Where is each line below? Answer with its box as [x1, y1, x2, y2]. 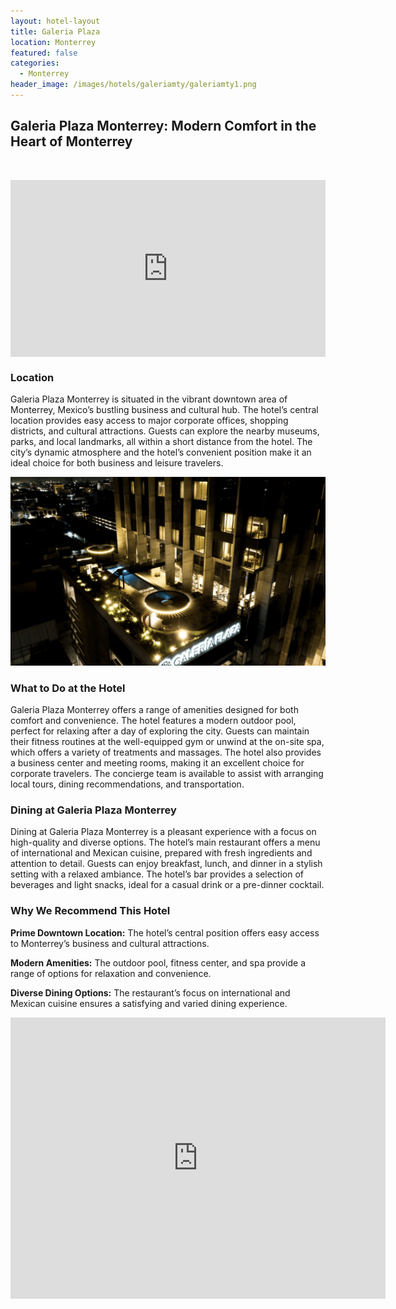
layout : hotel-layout [10, 16, 101, 26]
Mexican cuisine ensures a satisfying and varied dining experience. [10, 997, 288, 1009]
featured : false [10, 48, 78, 58]
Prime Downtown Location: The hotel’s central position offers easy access [10, 926, 320, 939]
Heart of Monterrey [10, 133, 133, 150]
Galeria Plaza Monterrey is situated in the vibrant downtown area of [10, 393, 288, 405]
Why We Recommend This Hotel [10, 904, 171, 918]
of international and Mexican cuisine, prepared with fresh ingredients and [10, 847, 313, 859]
